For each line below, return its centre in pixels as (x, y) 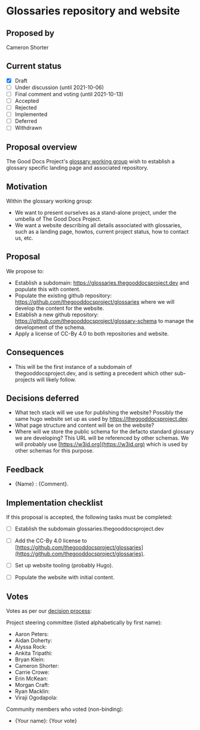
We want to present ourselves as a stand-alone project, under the (96, 212)
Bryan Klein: (30, 659)
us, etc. (24, 238)
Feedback (25, 470)
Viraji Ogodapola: (36, 698)
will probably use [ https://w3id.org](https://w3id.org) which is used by (101, 444)
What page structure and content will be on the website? (84, 425)
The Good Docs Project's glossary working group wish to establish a (90, 161)
